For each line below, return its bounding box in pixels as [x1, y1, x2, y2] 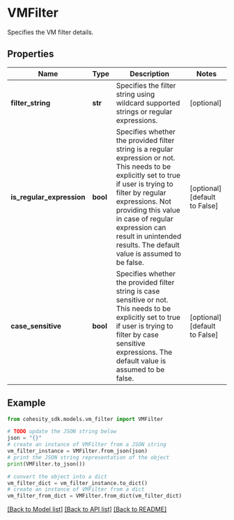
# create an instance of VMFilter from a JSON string [7, 441, 167, 448]
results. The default [116, 240, 180, 250]
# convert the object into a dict [7, 473, 108, 480]
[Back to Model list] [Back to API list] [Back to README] [7, 505, 167, 514]
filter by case [116, 330, 159, 339]
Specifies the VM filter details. [7, 28, 94, 36]
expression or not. [116, 153, 175, 162]
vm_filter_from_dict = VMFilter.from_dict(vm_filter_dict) [7, 493, 182, 500]
